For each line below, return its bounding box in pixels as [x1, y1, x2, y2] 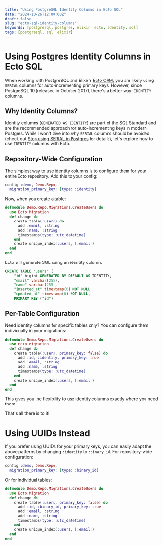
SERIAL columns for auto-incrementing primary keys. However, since [5, 82, 142, 88]
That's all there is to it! [5, 410, 50, 416]
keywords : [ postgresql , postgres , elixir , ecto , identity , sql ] [5, 25, 138, 30]
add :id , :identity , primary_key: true [18, 355, 99, 360]
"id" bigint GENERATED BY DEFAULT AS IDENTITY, [14, 273, 112, 278]
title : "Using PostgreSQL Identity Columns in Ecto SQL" [5, 7, 123, 12]
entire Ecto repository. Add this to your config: [5, 173, 98, 179]
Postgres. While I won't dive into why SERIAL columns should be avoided [5, 130, 150, 136]
